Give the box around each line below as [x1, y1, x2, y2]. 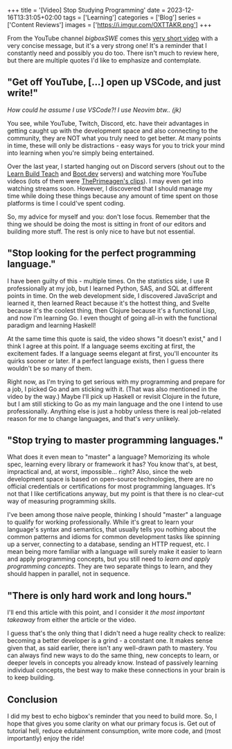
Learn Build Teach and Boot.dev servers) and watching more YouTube [7, 170, 207, 178]
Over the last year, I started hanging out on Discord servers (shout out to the [7, 162, 225, 170]
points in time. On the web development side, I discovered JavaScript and [7, 291, 217, 299]
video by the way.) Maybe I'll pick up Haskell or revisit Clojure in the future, [7, 392, 221, 400]
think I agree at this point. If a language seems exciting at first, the [7, 342, 196, 350]
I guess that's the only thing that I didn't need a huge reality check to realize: [7, 629, 226, 638]
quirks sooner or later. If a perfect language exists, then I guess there [7, 356, 204, 365]
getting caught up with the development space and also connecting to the [7, 126, 218, 135]
